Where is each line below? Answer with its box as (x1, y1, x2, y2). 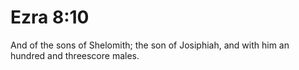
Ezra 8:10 (10, 6, 90, 29)
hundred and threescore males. (10, 49, 140, 61)
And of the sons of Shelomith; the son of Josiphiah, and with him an (10, 39, 290, 51)
